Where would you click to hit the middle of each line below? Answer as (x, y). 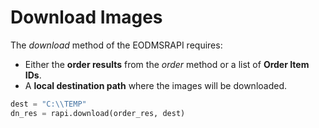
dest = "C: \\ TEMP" (48, 104)
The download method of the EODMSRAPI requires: (116, 45)
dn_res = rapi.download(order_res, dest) (98, 113)
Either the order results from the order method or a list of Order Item (167, 64)
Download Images (86, 17)
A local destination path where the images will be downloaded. (156, 85)
